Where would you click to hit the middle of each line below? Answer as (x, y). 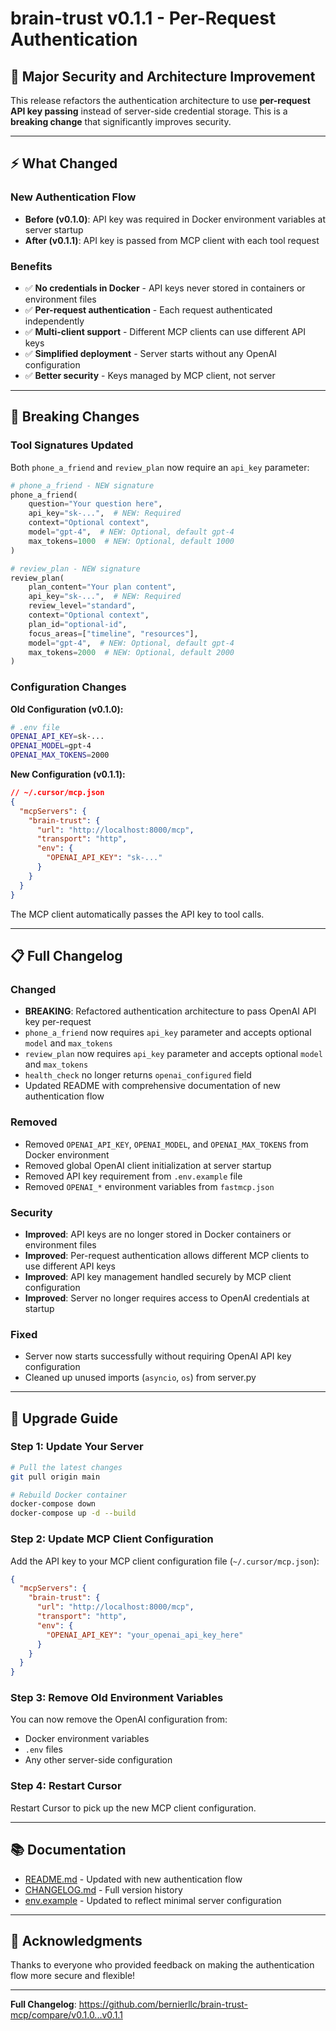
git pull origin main (55, 1477)
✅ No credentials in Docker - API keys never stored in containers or (165, 288)
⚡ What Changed (64, 163)
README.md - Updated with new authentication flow (133, 1879)
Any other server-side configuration (98, 1760)
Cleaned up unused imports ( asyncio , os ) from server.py (140, 1378)
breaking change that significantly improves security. (121, 121)
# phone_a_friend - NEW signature (82, 485)
